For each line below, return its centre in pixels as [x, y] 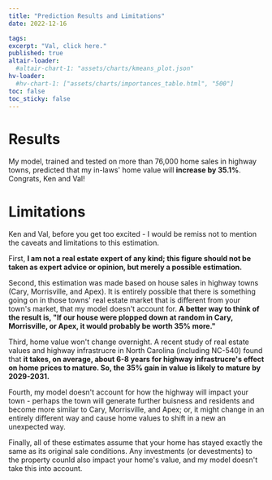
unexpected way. [37, 427]
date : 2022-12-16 [38, 24]
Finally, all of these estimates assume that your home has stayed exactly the [136, 443]
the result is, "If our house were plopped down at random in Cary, [121, 317]
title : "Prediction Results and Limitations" [86, 16]
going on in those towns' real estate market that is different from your [125, 300]
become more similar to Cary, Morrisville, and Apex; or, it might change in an [136, 410]
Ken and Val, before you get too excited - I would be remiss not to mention [133, 234]
